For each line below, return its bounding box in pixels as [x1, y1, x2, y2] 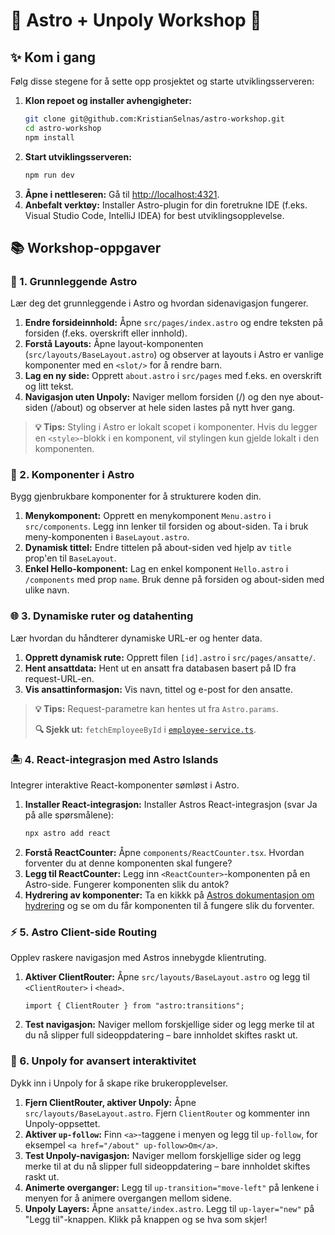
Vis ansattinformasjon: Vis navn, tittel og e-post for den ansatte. [24, 683, 293, 695]
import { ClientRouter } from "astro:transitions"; [24, 1001, 245, 1011]
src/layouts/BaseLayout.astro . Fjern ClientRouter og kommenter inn [24, 1107, 310, 1119]
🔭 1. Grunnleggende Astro [10, 274, 138, 288]
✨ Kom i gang [10, 49, 97, 66]
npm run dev [24, 170, 75, 180]
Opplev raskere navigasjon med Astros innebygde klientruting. [10, 952, 267, 964]
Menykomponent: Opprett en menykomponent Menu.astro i [24, 510, 272, 522]
